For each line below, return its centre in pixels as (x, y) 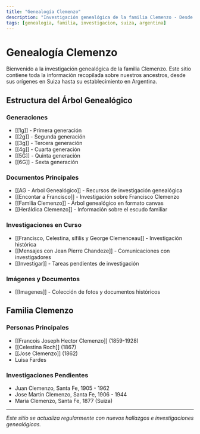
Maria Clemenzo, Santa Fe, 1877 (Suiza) (64, 401)
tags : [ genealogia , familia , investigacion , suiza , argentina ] (86, 23)
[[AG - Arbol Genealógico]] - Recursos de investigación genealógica (99, 190)
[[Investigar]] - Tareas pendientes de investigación (77, 263)
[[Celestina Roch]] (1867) (46, 347)
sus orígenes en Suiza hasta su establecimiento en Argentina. (82, 82)
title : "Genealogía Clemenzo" (44, 12)
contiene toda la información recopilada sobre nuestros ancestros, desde (96, 75)
